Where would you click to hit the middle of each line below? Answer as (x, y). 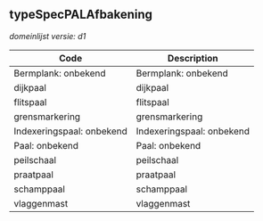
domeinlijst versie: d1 (48, 36)
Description (193, 58)
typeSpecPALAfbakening (81, 15)
